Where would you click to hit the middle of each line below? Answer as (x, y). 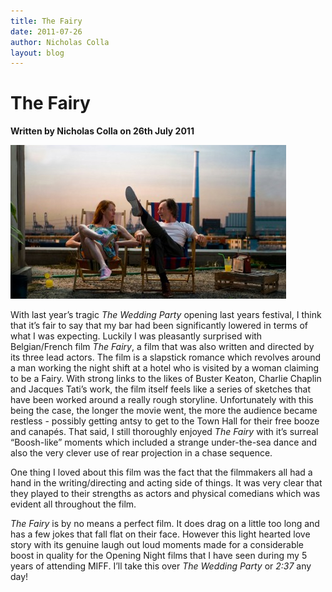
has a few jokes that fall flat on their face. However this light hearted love (160, 534)
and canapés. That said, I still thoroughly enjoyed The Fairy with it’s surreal (164, 432)
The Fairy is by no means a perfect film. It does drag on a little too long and (165, 524)
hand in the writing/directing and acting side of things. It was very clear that (166, 483)
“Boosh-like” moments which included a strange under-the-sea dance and (164, 442)
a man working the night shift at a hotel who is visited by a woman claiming (165, 368)
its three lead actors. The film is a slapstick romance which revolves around (166, 357)
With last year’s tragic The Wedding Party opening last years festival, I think (166, 315)
